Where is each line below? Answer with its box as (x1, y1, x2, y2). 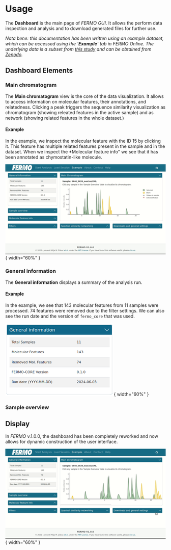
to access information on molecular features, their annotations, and (5, 98, 147, 104)
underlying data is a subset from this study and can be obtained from (5, 46, 152, 52)
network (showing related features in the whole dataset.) (5, 115, 124, 121)
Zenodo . (5, 51, 23, 58)
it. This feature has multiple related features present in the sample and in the (5, 143, 165, 149)
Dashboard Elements (5, 66, 73, 75)
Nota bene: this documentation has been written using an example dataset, (5, 35, 164, 41)
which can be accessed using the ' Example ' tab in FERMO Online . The (5, 40, 154, 46)
